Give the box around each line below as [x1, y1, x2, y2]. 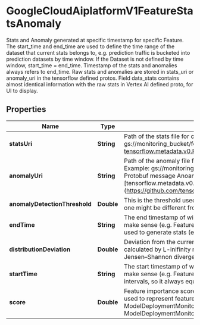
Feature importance [124, 287, 179, 295]
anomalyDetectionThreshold [9, 199, 92, 208]
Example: [124, 164, 150, 172]
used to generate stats [124, 228, 187, 236]
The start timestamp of [124, 262, 188, 270]
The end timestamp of [124, 213, 186, 221]
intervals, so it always [124, 277, 185, 285]
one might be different [124, 204, 186, 212]
